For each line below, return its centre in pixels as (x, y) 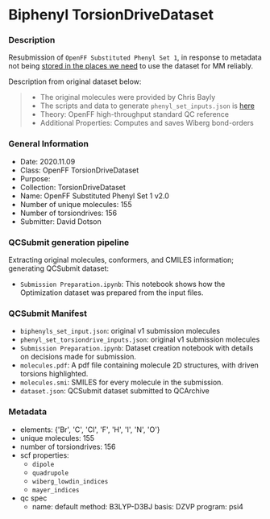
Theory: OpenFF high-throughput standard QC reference (135, 114)
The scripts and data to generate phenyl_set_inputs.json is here (147, 106)
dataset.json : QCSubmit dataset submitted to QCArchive (114, 391)
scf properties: (45, 455)
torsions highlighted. (54, 374)
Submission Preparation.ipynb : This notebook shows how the (123, 284)
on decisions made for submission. (78, 357)
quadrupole (50, 473)
